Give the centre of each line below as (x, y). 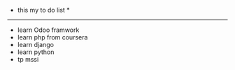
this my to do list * (43, 10)
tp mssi (28, 59)
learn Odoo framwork (48, 30)
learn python (36, 52)
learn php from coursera (52, 37)
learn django (36, 45)
